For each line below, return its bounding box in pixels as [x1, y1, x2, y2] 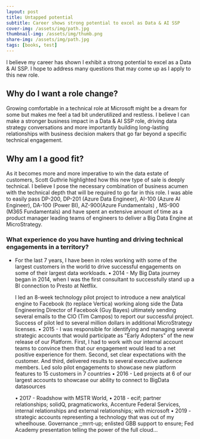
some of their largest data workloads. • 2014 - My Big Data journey [14, 269, 180, 276]
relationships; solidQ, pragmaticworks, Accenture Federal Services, [14, 401, 181, 408]
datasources [14, 383, 46, 390]
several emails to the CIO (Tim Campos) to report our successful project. [14, 313, 194, 320]
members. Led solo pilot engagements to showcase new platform [14, 364, 176, 371]
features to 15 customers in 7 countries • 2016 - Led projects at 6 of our [14, 370, 192, 377]
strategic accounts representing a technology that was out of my [14, 413, 174, 420]
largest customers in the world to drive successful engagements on [14, 263, 181, 270]
